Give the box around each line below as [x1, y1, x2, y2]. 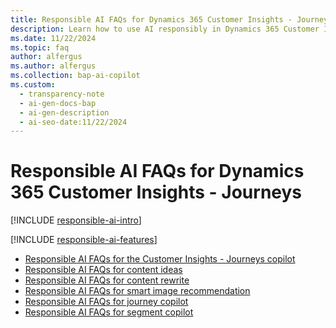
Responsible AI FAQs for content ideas [24, 264, 183, 276]
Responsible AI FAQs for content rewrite [24, 274, 190, 286]
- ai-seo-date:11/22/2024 [19, 117, 128, 127]
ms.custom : [10, 80, 56, 90]
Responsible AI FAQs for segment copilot [24, 306, 194, 318]
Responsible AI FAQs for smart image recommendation [24, 285, 251, 297]
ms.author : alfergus [10, 61, 97, 71]
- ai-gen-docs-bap [19, 98, 97, 108]
